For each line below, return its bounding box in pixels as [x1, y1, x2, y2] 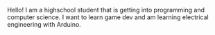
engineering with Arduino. [7, 21, 81, 28]
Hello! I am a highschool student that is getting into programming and [7, 6, 205, 14]
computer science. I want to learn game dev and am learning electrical [7, 13, 209, 21]
